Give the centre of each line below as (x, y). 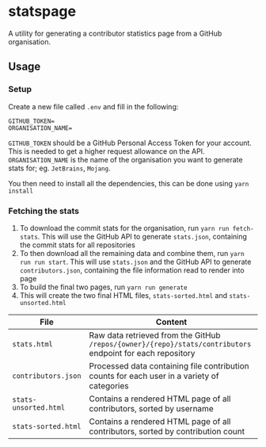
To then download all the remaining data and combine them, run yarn (132, 253)
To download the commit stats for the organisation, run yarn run (124, 227)
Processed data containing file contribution (169, 365)
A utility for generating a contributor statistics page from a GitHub (115, 33)
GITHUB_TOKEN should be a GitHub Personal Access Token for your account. (130, 143)
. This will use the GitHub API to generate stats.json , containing (142, 236)
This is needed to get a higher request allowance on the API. (106, 151)
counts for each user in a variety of (154, 376)
